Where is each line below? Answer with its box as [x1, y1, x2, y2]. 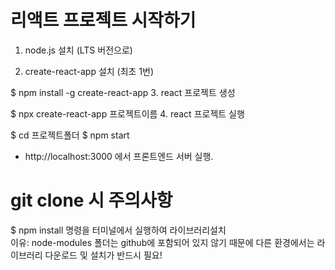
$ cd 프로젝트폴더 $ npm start [10, 129, 130, 141]
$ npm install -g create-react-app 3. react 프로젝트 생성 [10, 86, 236, 98]
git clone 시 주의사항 [10, 189, 173, 212]
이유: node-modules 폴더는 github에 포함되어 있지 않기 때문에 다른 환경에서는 [10, 236, 315, 248]
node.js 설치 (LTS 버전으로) [24, 44, 133, 56]
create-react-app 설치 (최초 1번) [24, 65, 155, 77]
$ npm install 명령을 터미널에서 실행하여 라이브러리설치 [10, 224, 227, 236]
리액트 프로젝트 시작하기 [10, 9, 197, 32]
